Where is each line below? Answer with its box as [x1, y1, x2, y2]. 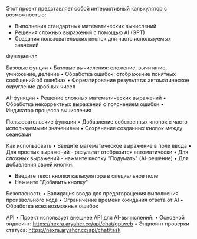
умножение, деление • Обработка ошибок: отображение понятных [6, 71, 176, 77]
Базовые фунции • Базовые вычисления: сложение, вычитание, [6, 64, 167, 71]
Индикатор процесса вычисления [6, 107, 91, 114]
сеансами [6, 131, 31, 138]
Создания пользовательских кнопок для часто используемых [14, 35, 171, 42]
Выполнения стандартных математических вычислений [14, 23, 157, 29]
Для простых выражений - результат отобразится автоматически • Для [6, 148, 189, 155]
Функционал [6, 53, 38, 59]
